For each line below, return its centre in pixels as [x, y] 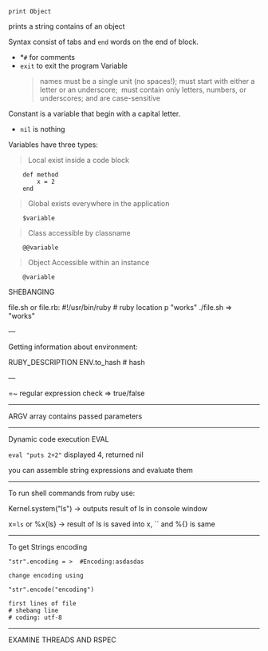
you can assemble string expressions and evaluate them [101, 470]
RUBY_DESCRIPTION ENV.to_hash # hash [77, 362]
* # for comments [47, 57]
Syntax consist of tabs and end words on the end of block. [104, 42]
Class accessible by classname [79, 233]
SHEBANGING [32, 292]
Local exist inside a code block [79, 160]
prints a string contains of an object [67, 26]
